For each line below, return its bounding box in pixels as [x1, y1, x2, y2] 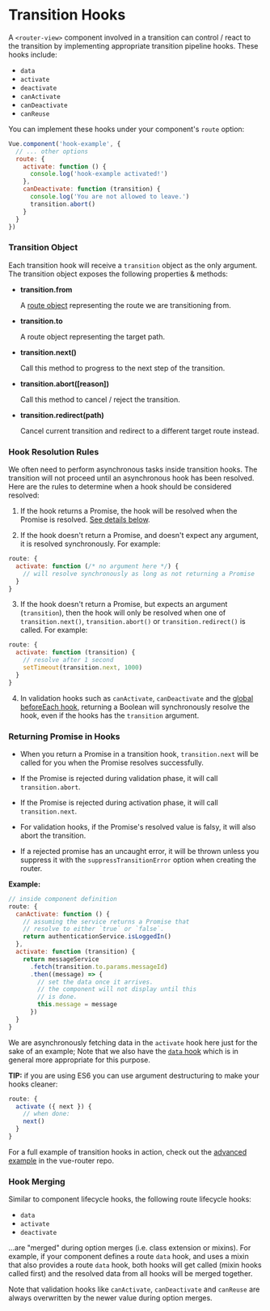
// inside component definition [8, 895, 117, 903]
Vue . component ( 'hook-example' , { [8, 139, 121, 147]
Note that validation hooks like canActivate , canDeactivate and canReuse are [8, 1284, 260, 1294]
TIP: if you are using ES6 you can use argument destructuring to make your [8, 1070, 260, 1080]
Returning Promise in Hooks [8, 731, 120, 742]
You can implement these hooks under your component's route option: [8, 124, 245, 134]
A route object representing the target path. [19, 331, 166, 341]
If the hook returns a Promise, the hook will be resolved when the [19, 506, 238, 516]
